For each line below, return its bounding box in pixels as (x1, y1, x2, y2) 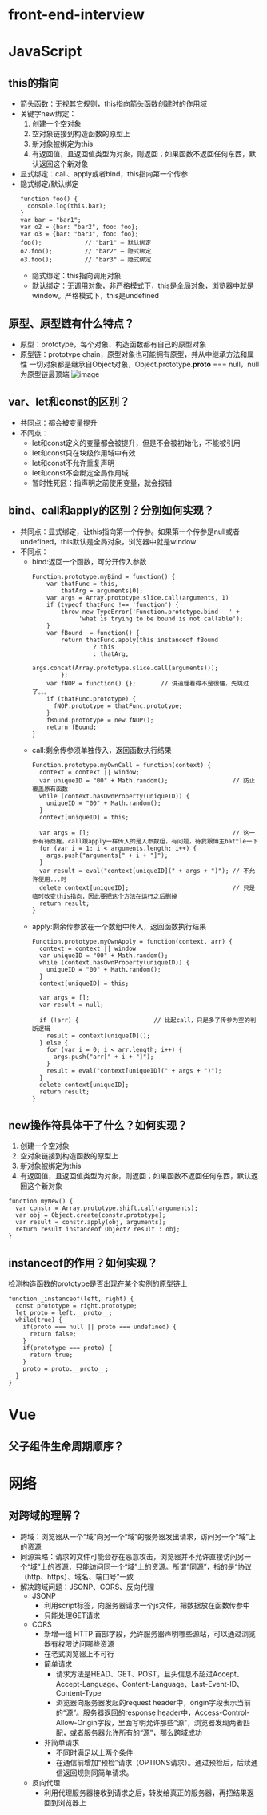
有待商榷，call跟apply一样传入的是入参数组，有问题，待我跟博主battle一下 (38, 837, 258, 845)
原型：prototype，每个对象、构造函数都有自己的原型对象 (19, 339, 207, 349)
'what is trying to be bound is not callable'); (78, 615, 244, 623)
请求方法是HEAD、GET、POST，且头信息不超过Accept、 (55, 1669, 244, 1679)
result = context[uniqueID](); (46, 1032, 150, 1040)
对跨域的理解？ (8, 1509, 82, 1522)
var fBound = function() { (46, 629, 140, 637)
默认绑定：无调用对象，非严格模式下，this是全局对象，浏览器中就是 (31, 281, 254, 290)
